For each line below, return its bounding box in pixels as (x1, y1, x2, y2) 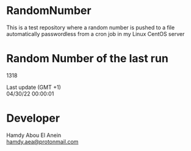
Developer (6, 111, 60, 125)
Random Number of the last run (6, 52, 169, 66)
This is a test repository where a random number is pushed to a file (6, 24, 175, 31)
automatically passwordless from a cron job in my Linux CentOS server (6, 30, 185, 37)
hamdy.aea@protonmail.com (6, 138, 79, 145)
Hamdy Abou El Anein (6, 132, 62, 139)
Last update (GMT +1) (6, 83, 61, 91)
